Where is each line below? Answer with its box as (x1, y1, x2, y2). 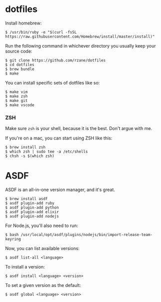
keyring (5, 236, 21, 242)
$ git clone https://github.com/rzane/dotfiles (5, 57, 106, 63)
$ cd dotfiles (5, 62, 35, 67)
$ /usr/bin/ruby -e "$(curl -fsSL (5, 29, 77, 34)
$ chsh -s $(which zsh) (5, 153, 55, 158)
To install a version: (5, 264, 45, 270)
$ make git (5, 98, 28, 103)
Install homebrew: (5, 20, 42, 26)
